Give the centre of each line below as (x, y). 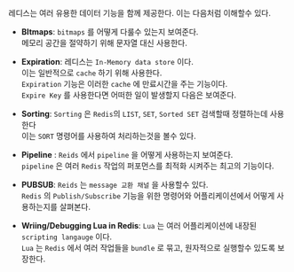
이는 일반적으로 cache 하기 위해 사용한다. (91, 73)
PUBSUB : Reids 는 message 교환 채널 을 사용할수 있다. (115, 185)
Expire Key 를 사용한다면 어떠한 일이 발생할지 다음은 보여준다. (129, 95)
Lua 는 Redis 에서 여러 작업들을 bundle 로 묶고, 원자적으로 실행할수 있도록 (148, 248)
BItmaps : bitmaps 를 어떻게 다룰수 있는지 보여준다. (110, 32)
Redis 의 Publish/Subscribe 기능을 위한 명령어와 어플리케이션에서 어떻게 (148, 196)
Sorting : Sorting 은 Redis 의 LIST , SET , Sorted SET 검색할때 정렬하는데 (144, 114)
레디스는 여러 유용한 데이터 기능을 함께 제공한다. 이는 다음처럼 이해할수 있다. (140, 13)
